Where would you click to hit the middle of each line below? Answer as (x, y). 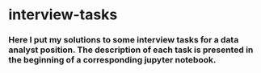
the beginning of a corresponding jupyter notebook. (112, 60)
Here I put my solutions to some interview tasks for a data (124, 40)
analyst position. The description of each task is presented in (131, 50)
